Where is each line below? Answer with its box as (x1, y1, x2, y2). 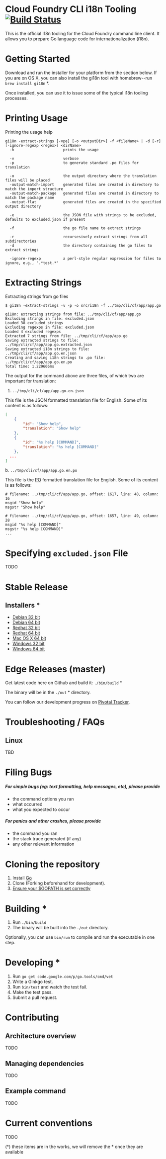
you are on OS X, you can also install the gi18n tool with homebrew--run (5, 75, 153, 81)
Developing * (5, 957, 61, 968)
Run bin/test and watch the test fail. (12, 984, 88, 990)
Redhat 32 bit (12, 625, 40, 631)
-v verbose (9, 156, 79, 161)
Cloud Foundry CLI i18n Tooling (5, 3, 137, 15)
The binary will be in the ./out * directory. (5, 690, 91, 696)
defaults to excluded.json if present (5, 217, 85, 222)
